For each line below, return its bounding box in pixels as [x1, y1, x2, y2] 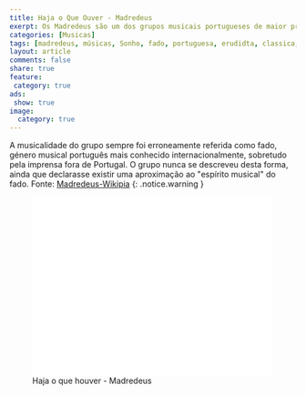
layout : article [9, 47, 71, 56]
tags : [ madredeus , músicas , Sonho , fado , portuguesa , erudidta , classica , [9, 38, 300, 48]
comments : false [9, 56, 71, 65]
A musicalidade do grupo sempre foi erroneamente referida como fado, [9, 140, 278, 151]
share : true [9, 65, 55, 74]
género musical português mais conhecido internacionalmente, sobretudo [9, 149, 287, 160]
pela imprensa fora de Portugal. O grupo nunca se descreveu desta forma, [9, 159, 289, 170]
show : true [13, 97, 55, 107]
